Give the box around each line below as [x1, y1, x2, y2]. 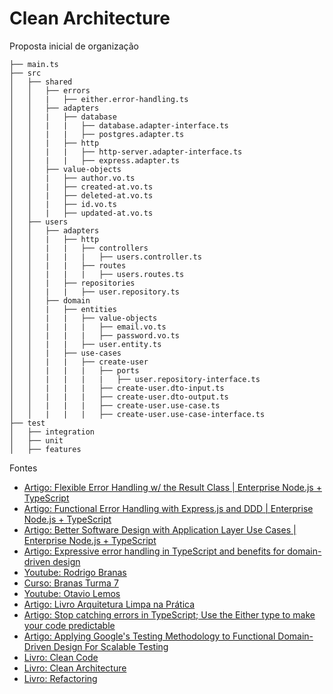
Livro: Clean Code [23, 651, 99, 663]
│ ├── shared [9, 77, 73, 87]
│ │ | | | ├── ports [9, 365, 140, 376]
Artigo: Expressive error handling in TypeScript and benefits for [23, 545, 286, 557]
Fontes [9, 462, 38, 474]
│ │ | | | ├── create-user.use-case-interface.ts [9, 409, 266, 419]
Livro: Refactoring [23, 672, 98, 684]
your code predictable [23, 619, 116, 631]
